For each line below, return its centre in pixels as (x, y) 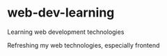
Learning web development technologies (66, 32)
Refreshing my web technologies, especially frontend (83, 45)
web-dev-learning (61, 13)
